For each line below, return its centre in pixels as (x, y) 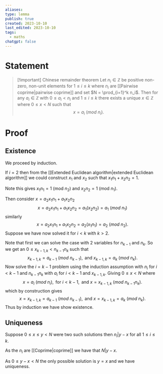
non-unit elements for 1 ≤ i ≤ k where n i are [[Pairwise (83, 87)
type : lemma (17, 14)
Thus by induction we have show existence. (49, 307)
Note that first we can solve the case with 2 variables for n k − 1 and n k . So (79, 243)
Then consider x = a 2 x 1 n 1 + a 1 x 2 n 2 (40, 200)
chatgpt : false (21, 42)
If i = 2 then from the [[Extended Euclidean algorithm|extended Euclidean (79, 172)
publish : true (20, 19)
